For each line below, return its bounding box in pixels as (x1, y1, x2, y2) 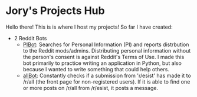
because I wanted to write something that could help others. (22, 65, 169, 72)
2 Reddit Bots (14, 34, 47, 41)
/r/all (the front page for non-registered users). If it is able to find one (22, 78, 191, 85)
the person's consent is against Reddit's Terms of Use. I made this (22, 53, 185, 60)
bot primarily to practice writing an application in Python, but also (22, 60, 182, 67)
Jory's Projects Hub (5, 4, 105, 18)
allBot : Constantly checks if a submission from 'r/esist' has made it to (22, 72, 191, 79)
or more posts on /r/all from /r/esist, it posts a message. (22, 84, 159, 91)
